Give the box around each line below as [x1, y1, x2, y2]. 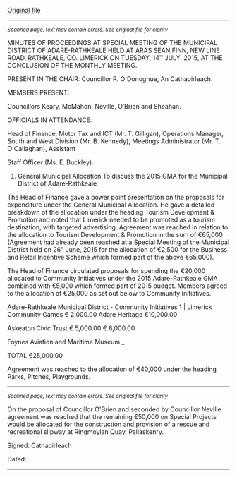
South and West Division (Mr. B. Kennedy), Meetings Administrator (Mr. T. [7, 137, 221, 145]
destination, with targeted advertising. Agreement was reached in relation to [7, 223, 229, 231]
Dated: [7, 455, 27, 463]
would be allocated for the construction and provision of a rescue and [7, 420, 210, 428]
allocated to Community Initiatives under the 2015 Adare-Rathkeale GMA [7, 274, 218, 282]
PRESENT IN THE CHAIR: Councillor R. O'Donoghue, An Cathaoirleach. [7, 75, 213, 83]
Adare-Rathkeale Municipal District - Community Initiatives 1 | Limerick [7, 303, 212, 311]
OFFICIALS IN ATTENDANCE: [7, 116, 92, 124]
